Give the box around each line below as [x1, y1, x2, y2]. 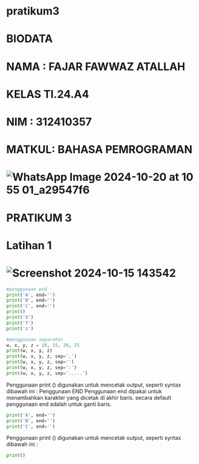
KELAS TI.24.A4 [6, 87, 90, 101]
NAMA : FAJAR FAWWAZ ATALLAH [6, 59, 186, 73]
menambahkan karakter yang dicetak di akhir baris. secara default [6, 394, 171, 401]
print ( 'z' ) [6, 325, 34, 332]
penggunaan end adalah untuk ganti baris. [6, 400, 112, 408]
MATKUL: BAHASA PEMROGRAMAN [6, 143, 192, 157]
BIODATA [6, 32, 53, 46]
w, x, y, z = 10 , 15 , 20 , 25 [6, 342, 80, 348]
